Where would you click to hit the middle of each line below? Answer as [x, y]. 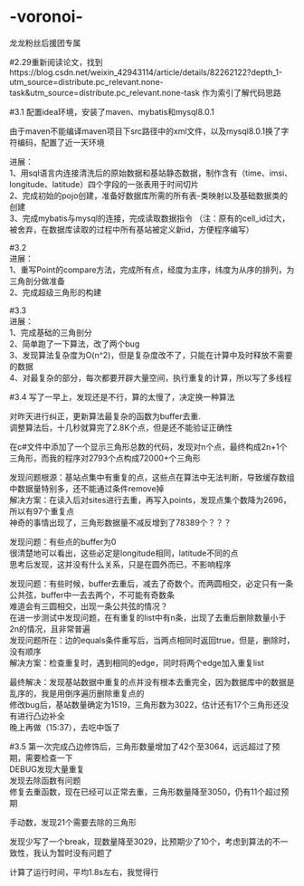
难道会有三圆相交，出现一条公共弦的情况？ [89, 606]
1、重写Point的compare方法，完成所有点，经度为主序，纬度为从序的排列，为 [152, 270]
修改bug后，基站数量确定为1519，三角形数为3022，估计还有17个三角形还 [145, 704]
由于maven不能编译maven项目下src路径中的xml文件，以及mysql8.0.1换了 [145, 131]
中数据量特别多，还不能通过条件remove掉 [87, 488]
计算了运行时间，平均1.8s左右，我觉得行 [84, 872]
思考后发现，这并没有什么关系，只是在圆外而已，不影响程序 [120, 564]
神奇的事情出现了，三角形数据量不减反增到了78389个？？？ [121, 522]
